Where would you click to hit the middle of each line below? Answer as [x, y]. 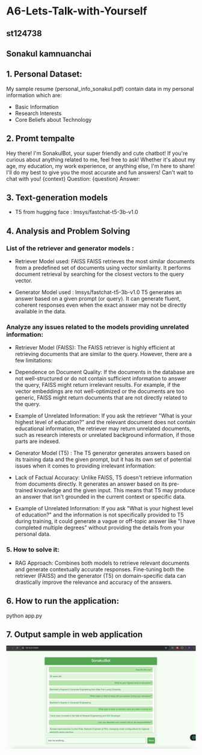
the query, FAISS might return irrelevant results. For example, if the [97, 385]
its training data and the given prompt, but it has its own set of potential [103, 460]
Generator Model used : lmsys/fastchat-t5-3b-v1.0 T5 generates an [98, 292]
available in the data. [41, 312]
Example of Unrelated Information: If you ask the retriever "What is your [103, 416]
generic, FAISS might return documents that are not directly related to [101, 398]
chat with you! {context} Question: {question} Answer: [73, 178]
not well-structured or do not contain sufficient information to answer [101, 378]
